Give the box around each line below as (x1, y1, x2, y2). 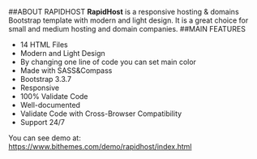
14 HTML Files (19, 40, 69, 49)
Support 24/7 (19, 118, 65, 127)
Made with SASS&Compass (19, 66, 113, 75)
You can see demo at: (8, 133, 81, 143)
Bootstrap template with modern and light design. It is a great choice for (8, 15, 249, 25)
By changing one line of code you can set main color (19, 57, 197, 67)
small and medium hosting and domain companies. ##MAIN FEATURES (8, 24, 246, 33)
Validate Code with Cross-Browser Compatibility (19, 109, 182, 118)
